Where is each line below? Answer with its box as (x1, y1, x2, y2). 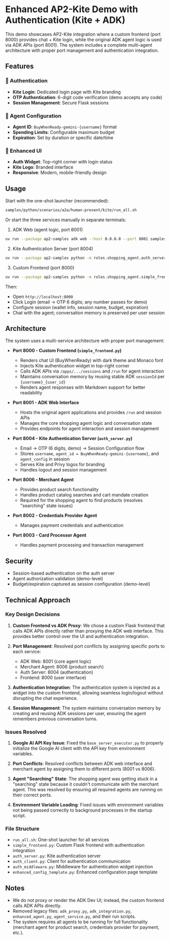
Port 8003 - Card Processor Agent (12, 532, 87, 539)
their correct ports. (12, 792, 52, 798)
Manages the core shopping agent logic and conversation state (20, 420, 152, 426)
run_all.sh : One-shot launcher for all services (12, 836, 109, 843)
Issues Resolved (5, 728, 47, 735)
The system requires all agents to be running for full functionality (12, 919, 148, 925)
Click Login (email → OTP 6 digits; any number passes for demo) (12, 298, 148, 305)
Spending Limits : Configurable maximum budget (12, 129, 115, 135)
